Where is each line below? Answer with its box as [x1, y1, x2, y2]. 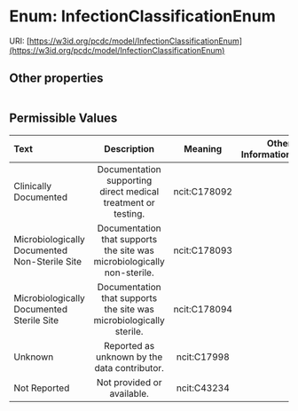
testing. [114, 207, 145, 219]
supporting [106, 174, 153, 186]
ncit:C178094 [173, 303, 233, 315]
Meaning [184, 142, 223, 154]
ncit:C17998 [176, 351, 230, 363]
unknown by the [96, 351, 163, 363]
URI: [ [9, 36, 30, 46]
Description [104, 142, 155, 154]
